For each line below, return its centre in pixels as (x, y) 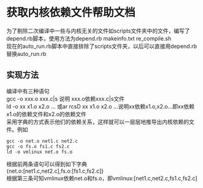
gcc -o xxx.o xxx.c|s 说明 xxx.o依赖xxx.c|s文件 (65, 98)
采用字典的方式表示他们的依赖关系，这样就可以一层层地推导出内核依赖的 (98, 122)
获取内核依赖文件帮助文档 (71, 13)
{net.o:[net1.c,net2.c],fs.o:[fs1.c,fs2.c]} (55, 171)
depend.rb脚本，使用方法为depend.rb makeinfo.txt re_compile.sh (89, 38)
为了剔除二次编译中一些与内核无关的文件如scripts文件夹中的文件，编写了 (98, 31)
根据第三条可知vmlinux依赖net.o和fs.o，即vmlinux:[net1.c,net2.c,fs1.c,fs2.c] (102, 178)
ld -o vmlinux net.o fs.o (39, 152)
